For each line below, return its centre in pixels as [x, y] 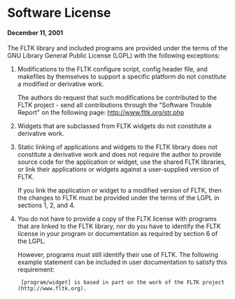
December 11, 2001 [35, 32]
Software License [59, 13]
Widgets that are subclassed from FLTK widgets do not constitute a [114, 126]
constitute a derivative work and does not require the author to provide [119, 155]
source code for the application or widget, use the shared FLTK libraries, [122, 162]
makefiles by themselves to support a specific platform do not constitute [122, 77]
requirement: [36, 270]
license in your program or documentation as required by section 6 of [117, 234]
